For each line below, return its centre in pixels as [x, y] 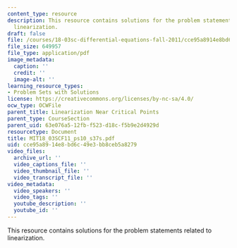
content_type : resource [42, 14]
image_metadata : [31, 60]
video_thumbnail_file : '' [52, 171]
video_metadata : [31, 184]
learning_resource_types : [45, 86]
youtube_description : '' [50, 204]
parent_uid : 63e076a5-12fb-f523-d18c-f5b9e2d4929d [83, 125]
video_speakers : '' [42, 191]
